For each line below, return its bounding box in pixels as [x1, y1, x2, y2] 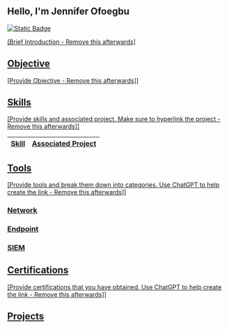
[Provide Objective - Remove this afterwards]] [7, 76, 139, 84]
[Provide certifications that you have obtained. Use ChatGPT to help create [7, 282, 222, 291]
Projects [7, 310, 45, 323]
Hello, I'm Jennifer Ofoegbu [7, 6, 130, 17]
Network [7, 206, 38, 215]
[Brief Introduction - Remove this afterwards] [7, 38, 136, 46]
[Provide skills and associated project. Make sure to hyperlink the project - [7, 115, 221, 123]
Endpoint [7, 224, 39, 234]
